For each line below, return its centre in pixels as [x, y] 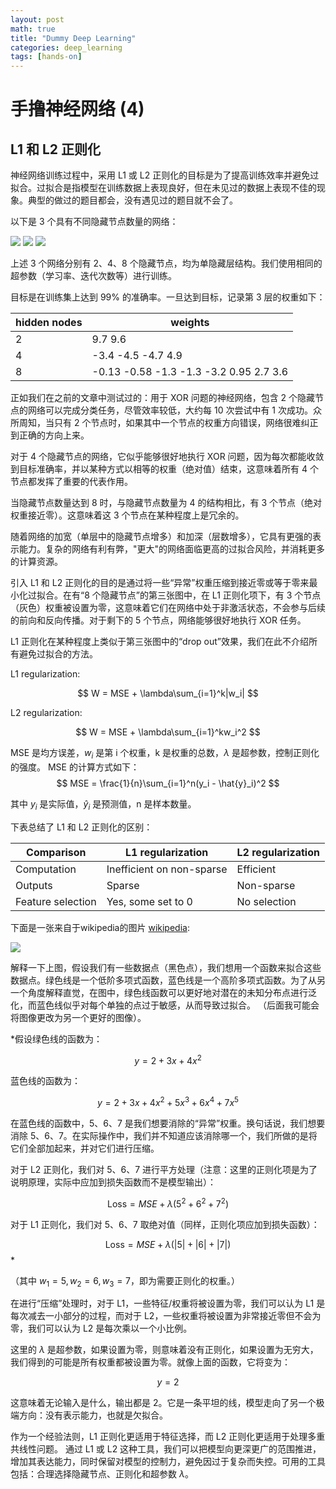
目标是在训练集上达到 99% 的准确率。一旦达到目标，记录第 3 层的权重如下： [168, 297]
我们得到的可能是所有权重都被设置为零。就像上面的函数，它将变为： [150, 1362]
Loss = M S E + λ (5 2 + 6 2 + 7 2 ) [167, 1203]
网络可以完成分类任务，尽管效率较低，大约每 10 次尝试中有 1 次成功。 [170, 410]
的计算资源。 [36, 562]
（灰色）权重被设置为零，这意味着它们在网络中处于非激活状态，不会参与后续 [168, 608]
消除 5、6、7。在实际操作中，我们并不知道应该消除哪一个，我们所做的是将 [164, 1136]
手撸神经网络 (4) [77, 109]
